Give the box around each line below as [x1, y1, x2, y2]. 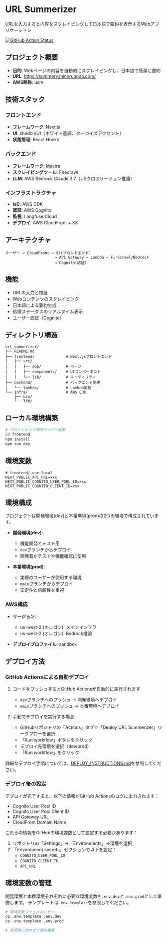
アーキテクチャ [5, 236, 51, 244]
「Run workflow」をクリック [20, 749, 80, 756]
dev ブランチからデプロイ [20, 547, 71, 553]
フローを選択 [29, 731, 56, 737]
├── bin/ [14, 394, 33, 399]
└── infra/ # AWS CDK [5, 390, 86, 395]
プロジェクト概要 [5, 53, 58, 61]
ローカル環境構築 [5, 413, 58, 422]
